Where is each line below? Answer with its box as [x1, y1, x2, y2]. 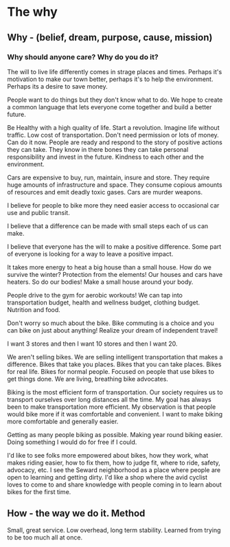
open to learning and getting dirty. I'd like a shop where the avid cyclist [7, 473, 208, 481]
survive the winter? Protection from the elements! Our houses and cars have [7, 270, 223, 278]
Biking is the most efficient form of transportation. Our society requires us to [7, 388, 223, 396]
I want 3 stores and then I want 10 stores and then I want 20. [7, 339, 178, 348]
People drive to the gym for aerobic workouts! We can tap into [7, 291, 183, 299]
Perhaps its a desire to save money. [7, 82, 108, 90]
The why [7, 4, 58, 20]
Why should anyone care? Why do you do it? [7, 52, 159, 62]
